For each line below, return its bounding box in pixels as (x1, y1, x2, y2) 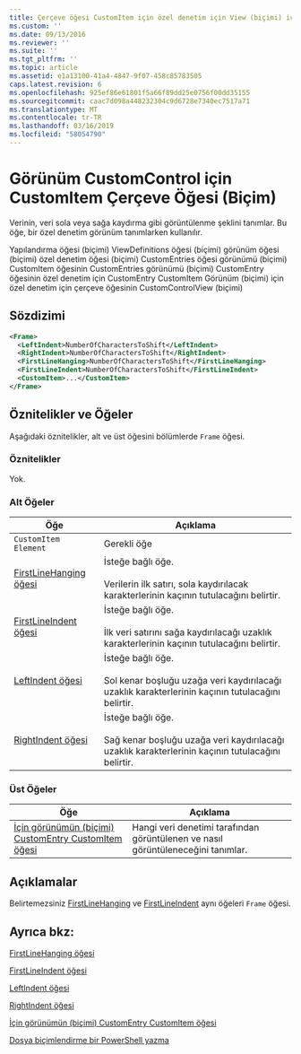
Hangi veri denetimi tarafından (132, 822, 260, 834)
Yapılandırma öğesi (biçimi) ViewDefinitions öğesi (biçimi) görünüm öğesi (9, 244, 279, 255)
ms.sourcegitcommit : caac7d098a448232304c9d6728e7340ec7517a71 (9, 96, 251, 106)
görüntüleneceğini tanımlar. (132, 844, 248, 857)
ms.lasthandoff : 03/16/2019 (9, 122, 115, 131)
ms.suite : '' (9, 47, 58, 56)
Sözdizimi (9, 309, 65, 324)
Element (13, 544, 47, 553)
